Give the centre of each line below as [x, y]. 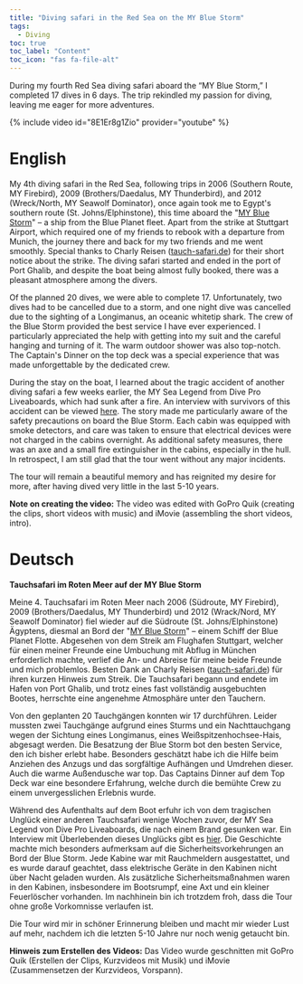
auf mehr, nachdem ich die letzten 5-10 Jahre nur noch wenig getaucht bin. [150, 933]
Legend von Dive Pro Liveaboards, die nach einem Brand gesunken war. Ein [151, 829]
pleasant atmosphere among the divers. [84, 279]
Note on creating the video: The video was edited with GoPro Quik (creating [152, 504]
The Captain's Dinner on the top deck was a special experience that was [145, 355]
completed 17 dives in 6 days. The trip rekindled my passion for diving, [141, 95]
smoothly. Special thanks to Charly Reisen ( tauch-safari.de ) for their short [147, 251]
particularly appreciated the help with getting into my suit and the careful [145, 336]
